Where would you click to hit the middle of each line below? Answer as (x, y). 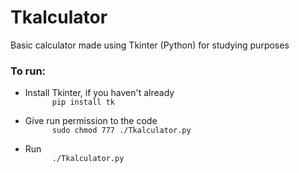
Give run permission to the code (91, 121)
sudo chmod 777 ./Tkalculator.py (121, 131)
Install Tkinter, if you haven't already (99, 93)
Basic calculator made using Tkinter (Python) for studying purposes (150, 45)
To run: (28, 71)
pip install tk (83, 102)
